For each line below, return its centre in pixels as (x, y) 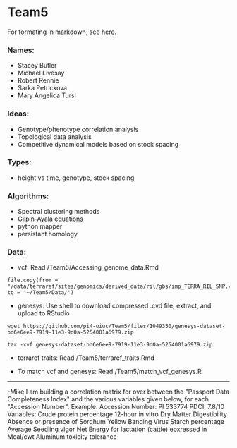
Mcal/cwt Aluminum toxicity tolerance (62, 437)
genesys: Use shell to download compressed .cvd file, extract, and (114, 306)
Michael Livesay (41, 73)
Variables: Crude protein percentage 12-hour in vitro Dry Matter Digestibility (117, 414)
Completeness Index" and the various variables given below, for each (108, 399)
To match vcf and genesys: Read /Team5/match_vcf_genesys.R (110, 372)
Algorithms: (28, 196)
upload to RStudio (43, 313)
